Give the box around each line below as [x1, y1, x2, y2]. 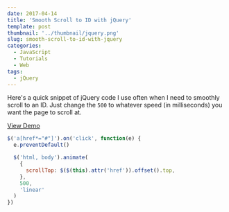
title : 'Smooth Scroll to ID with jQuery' [7, 17, 132, 24]
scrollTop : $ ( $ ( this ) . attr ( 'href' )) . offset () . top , [25, 167, 176, 174]
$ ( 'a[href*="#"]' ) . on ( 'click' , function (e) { [7, 135, 141, 142]
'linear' [19, 186, 45, 193]
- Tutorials [13, 55, 49, 62]
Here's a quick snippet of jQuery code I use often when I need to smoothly [7, 94, 220, 102]
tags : [7, 68, 23, 75]
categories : [7, 42, 42, 49]
